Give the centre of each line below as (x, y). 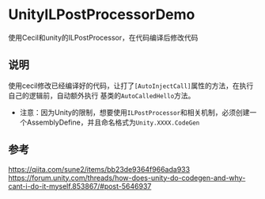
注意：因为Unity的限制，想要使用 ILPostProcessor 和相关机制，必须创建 (134, 112)
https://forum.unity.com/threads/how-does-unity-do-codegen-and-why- (127, 178)
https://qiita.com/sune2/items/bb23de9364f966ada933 (99, 169)
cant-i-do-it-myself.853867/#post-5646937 (80, 186)
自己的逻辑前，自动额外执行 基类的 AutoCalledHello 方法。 (102, 95)
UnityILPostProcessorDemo (102, 15)
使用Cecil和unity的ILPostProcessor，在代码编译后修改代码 (103, 37)
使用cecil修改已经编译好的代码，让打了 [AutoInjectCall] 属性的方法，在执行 (131, 86)
